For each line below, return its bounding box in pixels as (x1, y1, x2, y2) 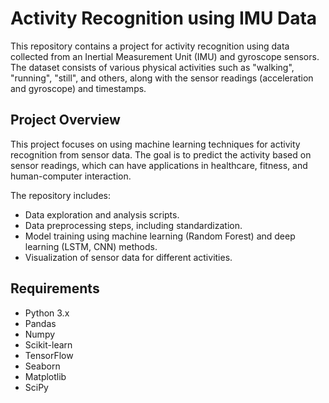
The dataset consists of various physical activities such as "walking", (10, 61, 295, 73)
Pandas (24, 317, 57, 329)
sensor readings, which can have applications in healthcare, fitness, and (10, 159, 308, 171)
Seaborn (24, 360, 61, 372)
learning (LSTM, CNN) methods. (24, 240, 158, 252)
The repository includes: (10, 189, 111, 201)
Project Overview (10, 112, 121, 129)
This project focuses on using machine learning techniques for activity (10, 138, 301, 150)
